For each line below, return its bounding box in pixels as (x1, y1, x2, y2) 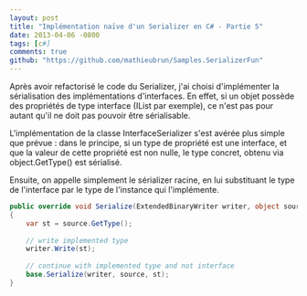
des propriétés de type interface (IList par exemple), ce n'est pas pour (9, 100, 274, 111)
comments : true (9, 48, 68, 57)
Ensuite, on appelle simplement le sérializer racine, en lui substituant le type (9, 174, 295, 185)
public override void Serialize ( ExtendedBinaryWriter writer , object (9, 202, 281, 211)
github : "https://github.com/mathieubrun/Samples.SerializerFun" (9, 56, 263, 65)
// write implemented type (26, 236, 129, 245)
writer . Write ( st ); (26, 244, 96, 254)
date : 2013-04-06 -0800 (9, 30, 101, 39)
